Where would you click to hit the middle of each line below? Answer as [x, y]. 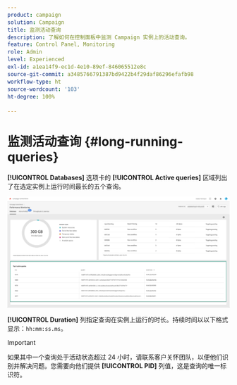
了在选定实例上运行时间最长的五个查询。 [66, 187]
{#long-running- [134, 142]
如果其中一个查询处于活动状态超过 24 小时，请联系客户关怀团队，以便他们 [115, 357]
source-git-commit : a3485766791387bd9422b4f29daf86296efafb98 [101, 74]
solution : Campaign [36, 22]
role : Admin [25, 52]
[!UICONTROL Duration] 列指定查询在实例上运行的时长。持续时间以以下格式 [118, 320]
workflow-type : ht [34, 82]
